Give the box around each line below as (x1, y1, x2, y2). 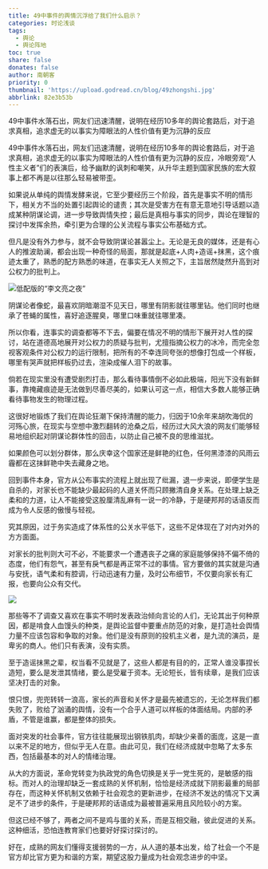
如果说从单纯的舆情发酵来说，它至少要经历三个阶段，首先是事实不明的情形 (8, 190, 253, 199)
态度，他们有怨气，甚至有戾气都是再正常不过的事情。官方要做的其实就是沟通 (8, 559, 260, 569)
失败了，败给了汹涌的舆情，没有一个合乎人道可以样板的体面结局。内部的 (8, 705, 246, 714)
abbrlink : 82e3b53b (8, 93, 73, 101)
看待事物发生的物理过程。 (8, 394, 93, 404)
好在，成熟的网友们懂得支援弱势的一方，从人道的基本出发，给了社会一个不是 (8, 843, 260, 852)
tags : (8, 26, 26, 34)
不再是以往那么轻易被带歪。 (29, 173, 120, 183)
